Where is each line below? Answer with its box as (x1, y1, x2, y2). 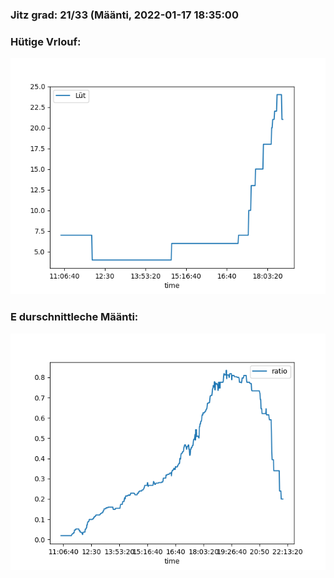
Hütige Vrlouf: (10, 34, 82, 48)
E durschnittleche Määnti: (10, 310, 139, 324)
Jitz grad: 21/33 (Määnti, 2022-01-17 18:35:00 (10, 8, 239, 22)
